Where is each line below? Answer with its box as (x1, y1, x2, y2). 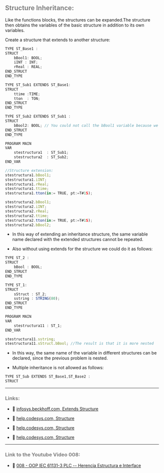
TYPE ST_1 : (5, 283, 27, 287)
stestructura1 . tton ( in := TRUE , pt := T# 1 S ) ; (5, 191, 93, 196)
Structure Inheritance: (5, 4, 74, 12)
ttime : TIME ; (14, 92, 41, 96)
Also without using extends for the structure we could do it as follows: (12, 246, 153, 252)
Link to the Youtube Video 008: (5, 451, 81, 458)
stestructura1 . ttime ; (5, 186, 49, 191)
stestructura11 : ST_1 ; (14, 323, 62, 328)
